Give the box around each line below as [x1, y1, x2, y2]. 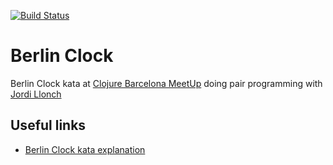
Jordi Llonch [10, 88, 62, 100]
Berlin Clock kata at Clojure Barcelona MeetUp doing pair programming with [10, 77, 323, 89]
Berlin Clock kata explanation [24, 143, 146, 155]
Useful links [10, 117, 87, 134]
